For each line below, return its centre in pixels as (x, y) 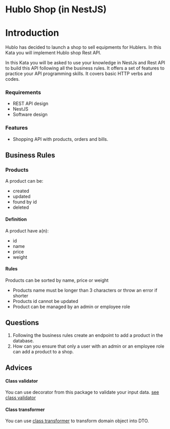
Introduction (32, 33)
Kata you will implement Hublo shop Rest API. (53, 53)
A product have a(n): (27, 230)
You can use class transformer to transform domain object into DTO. (77, 421)
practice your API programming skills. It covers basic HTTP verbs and (79, 74)
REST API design (30, 103)
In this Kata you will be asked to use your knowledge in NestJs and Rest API (85, 63)
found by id (25, 202)
